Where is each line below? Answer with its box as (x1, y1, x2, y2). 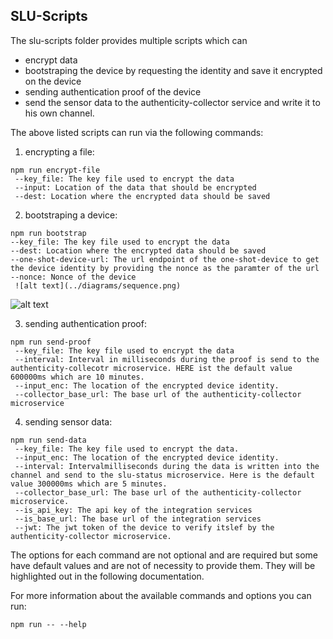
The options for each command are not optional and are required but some (10, 549, 319, 561)
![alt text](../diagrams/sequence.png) (14, 280, 182, 291)
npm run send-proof (10, 337, 92, 347)
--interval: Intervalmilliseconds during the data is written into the (14, 461, 320, 471)
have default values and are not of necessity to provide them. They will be (10, 559, 316, 571)
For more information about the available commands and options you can (10, 589, 312, 601)
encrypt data (24, 54, 78, 66)
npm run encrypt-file (10, 165, 101, 175)
